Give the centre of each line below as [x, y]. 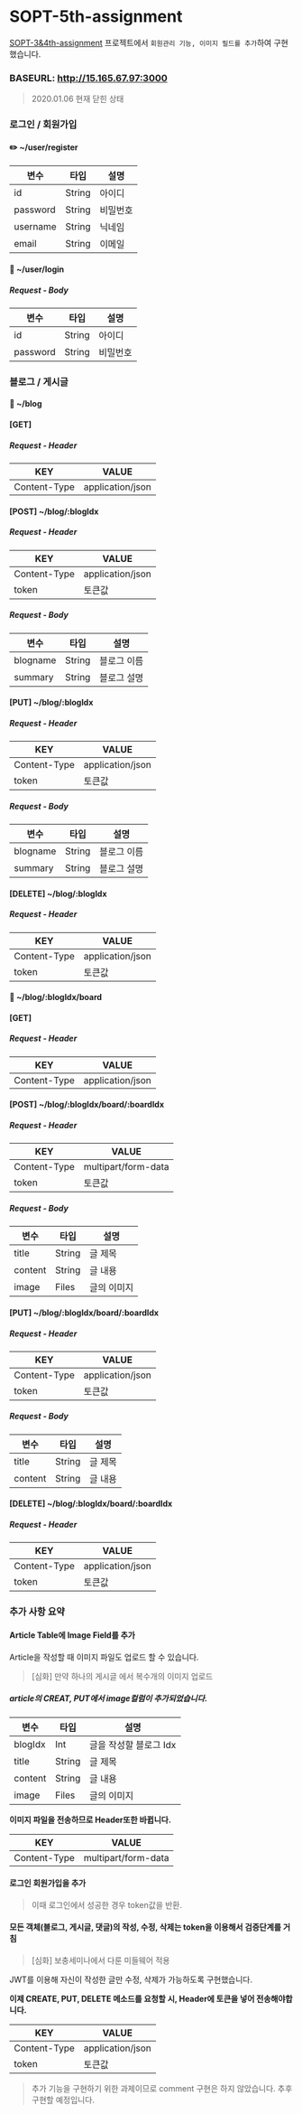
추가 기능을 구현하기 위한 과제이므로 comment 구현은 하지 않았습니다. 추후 [162, 2088]
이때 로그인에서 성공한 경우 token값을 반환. [107, 1904]
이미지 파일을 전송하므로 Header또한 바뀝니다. [90, 1819]
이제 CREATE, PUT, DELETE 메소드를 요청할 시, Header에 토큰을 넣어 [132, 1998]
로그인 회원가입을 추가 [48, 1883]
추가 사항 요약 [37, 1612]
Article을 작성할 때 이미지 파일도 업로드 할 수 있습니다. [104, 1657]
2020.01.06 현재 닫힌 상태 [78, 99]
